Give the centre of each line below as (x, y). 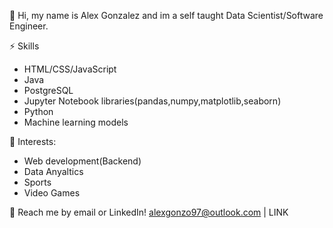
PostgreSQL (48, 90)
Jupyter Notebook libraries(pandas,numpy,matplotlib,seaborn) (152, 101)
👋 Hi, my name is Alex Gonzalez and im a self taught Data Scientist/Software (166, 15)
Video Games (52, 193)
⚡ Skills (24, 46)
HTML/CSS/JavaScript (70, 69)
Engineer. (29, 26)
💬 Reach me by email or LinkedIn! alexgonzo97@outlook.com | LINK (149, 212)
